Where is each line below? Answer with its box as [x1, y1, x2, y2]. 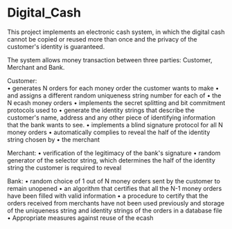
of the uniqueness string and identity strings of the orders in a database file [7, 206, 223, 214]
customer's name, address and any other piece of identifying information [7, 113, 216, 122]
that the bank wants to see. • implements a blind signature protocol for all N [7, 120, 224, 129]
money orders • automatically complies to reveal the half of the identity [7, 128, 211, 136]
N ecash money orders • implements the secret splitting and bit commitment [7, 98, 226, 107]
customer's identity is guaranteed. [7, 42, 105, 51]
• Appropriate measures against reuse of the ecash [7, 213, 154, 222]
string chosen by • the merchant [7, 135, 100, 143]
